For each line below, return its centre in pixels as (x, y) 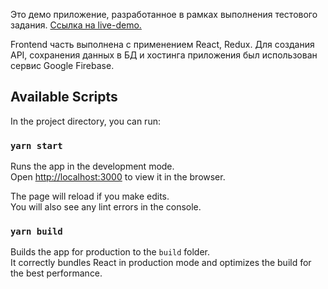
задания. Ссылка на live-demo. (76, 25)
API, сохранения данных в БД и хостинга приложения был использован (164, 55)
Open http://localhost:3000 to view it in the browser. (118, 177)
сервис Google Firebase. (62, 65)
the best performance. (56, 273)
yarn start (36, 145)
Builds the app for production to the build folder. (110, 252)
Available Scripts (64, 97)
